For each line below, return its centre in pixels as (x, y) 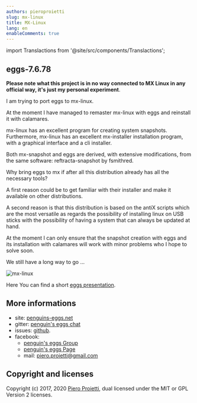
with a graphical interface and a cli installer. (59, 143)
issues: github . (33, 330)
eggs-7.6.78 (29, 69)
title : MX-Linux (26, 22)
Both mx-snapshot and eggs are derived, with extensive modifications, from (99, 154)
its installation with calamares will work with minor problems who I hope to (97, 244)
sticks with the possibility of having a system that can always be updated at (98, 220)
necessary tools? (27, 178)
